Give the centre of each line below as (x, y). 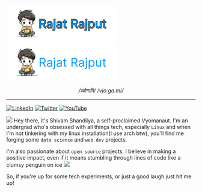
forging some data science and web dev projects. (67, 139)
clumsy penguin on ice (34, 165)
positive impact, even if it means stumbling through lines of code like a (93, 157)
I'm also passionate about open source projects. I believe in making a (91, 151)
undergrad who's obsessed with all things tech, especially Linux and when (99, 127)
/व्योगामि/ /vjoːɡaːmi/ (101, 91)
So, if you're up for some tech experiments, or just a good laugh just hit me (99, 176)
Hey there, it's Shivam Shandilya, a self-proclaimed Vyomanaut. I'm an (101, 121)
